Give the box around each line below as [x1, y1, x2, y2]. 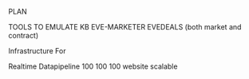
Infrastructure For [8, 46, 66, 55]
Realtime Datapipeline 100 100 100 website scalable [8, 61, 178, 71]
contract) [8, 31, 39, 40]
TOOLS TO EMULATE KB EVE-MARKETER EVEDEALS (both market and [8, 22, 242, 31]
